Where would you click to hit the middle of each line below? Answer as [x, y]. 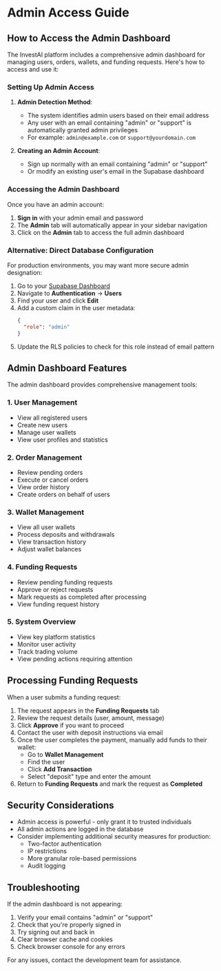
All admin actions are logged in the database [80, 829]
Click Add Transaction [60, 769]
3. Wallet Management [46, 512]
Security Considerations [61, 805]
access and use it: [33, 69]
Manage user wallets [47, 432]
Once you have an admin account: [56, 204]
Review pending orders [50, 472]
